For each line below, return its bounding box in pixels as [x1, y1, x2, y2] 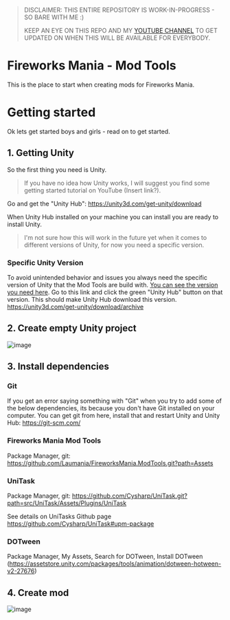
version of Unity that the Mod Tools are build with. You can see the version [7, 280, 218, 289]
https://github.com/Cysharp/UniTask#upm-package [7, 520, 154, 528]
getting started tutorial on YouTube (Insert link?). [23, 186, 161, 195]
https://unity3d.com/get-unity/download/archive [7, 302, 144, 311]
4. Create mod [7, 587, 69, 599]
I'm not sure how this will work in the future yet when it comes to [23, 233, 207, 241]
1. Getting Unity [7, 147, 74, 159]
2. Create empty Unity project [7, 322, 137, 334]
